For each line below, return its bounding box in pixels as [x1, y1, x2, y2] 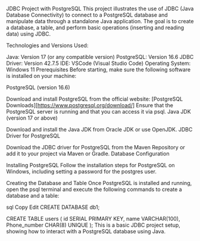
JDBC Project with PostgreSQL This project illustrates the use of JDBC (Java [6, 5, 194, 12]
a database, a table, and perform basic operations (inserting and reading [6, 24, 185, 31]
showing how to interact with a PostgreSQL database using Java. [6, 228, 166, 234]
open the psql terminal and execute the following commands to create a [6, 186, 183, 193]
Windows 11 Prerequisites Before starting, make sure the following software [6, 66, 191, 73]
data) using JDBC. [6, 30, 51, 37]
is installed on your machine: [6, 73, 77, 79]
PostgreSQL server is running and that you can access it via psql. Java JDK [6, 108, 192, 115]
